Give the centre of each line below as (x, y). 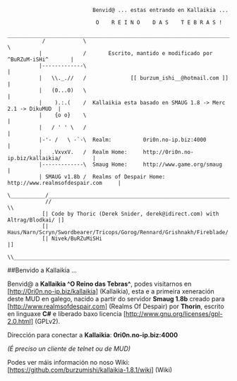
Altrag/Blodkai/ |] (36, 220)
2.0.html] (20, 321)
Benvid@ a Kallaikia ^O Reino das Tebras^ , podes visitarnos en (99, 284)
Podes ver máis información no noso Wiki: (68, 362)
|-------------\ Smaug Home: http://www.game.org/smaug (130, 164)
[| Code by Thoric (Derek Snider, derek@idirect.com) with (130, 214)
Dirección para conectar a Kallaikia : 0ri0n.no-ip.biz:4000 (93, 335)
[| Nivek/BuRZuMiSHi (72, 238)
